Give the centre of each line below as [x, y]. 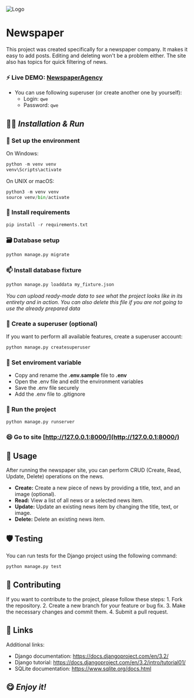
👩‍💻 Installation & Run [45, 124]
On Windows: [22, 153]
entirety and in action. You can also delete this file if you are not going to [94, 302]
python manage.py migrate [38, 255]
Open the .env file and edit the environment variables [79, 381]
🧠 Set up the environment [43, 141]
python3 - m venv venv [33, 192]
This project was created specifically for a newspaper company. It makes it [97, 49]
